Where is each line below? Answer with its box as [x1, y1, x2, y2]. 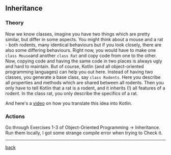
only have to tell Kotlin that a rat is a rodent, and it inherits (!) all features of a [5, 85, 165, 91]
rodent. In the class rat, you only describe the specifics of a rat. [5, 90, 138, 96]
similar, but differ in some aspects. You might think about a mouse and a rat [5, 36, 163, 42]
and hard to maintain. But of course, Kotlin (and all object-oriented [5, 63, 144, 69]
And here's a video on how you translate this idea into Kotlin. [5, 100, 132, 106]
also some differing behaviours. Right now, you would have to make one [5, 47, 156, 53]
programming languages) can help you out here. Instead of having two [5, 69, 153, 75]
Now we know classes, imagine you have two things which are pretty [5, 30, 150, 37]
